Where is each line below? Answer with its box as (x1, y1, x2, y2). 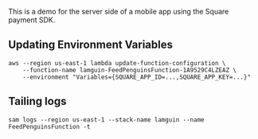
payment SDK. (8, 15, 56, 25)
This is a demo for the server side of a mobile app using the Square (8, 7, 229, 16)
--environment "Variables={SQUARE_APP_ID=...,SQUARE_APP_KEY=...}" (22, 73, 251, 81)
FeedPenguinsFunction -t (8, 122, 91, 130)
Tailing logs (8, 95, 67, 108)
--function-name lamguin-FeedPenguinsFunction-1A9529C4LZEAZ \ (22, 66, 237, 74)
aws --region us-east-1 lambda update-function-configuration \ (8, 59, 226, 67)
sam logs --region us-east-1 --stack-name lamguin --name (8, 115, 205, 124)
